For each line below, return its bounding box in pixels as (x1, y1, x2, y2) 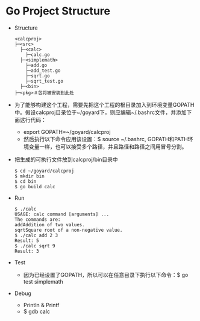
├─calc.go (25, 51, 50, 58)
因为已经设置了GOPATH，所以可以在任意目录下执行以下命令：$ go (23, 271, 189, 278)
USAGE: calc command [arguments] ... (14, 211, 110, 217)
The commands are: (14, 216, 61, 223)
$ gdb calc (23, 308, 51, 315)
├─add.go (25, 62, 48, 68)
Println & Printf (23, 301, 60, 308)
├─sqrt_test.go (25, 78, 64, 84)
